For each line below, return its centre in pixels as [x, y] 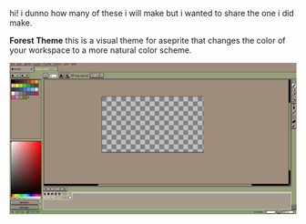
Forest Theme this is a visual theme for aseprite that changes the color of [148, 41]
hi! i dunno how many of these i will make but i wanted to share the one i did [152, 13]
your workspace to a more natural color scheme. [101, 50]
